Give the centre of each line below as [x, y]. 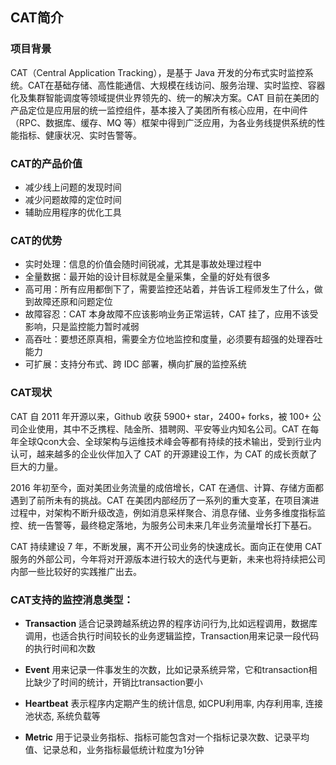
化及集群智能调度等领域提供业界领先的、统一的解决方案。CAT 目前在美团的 [165, 97]
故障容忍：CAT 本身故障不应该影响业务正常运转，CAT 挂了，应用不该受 [171, 314]
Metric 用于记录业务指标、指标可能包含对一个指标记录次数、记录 [158, 737]
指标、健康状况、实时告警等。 [80, 135]
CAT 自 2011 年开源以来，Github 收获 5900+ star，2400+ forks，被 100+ [160, 416]
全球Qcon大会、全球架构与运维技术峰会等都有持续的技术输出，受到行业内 [170, 441]
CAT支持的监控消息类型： [72, 600]
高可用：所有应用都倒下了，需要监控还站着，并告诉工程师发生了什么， [169, 289]
